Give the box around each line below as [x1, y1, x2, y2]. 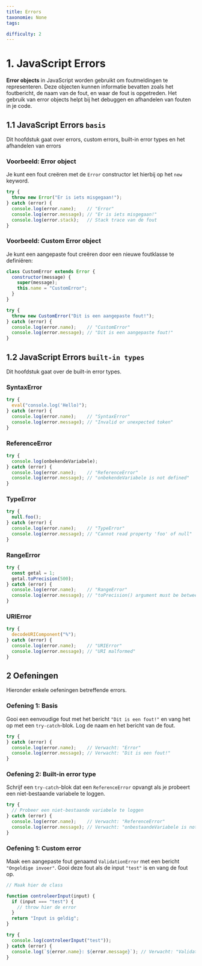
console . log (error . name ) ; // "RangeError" [11, 587, 128, 593]
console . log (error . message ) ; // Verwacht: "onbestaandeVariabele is [11, 824, 187, 830]
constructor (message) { [11, 274, 71, 280]
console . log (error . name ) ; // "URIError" [11, 643, 122, 649]
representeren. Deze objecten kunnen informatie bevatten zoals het [6, 83, 174, 90]
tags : [6, 20, 20, 26]
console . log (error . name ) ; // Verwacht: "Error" [11, 744, 141, 750]
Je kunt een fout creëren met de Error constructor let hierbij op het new [6, 171, 182, 178]
